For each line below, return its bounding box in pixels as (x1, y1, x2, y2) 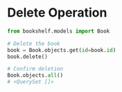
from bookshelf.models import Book (7, 28, 110, 35)
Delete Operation (7, 5, 107, 21)
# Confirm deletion (7, 66, 64, 73)
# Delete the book (7, 40, 60, 47)
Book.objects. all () (7, 72, 64, 79)
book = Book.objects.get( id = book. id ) (7, 46, 116, 53)
